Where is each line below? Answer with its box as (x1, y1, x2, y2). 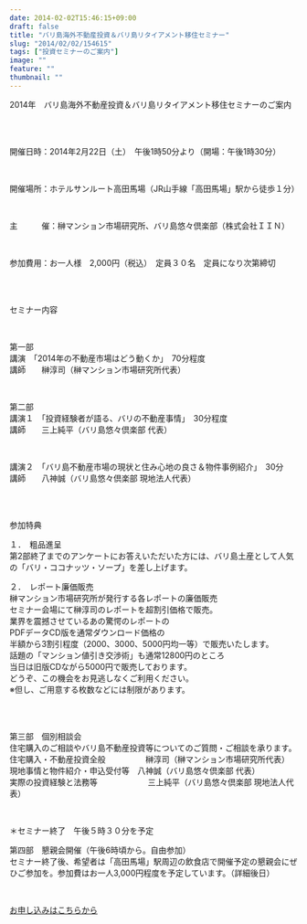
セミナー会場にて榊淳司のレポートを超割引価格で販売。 (9, 604, 217, 615)
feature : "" (9, 65, 55, 74)
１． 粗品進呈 (9, 538, 62, 549)
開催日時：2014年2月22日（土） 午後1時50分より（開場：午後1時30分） (9, 145, 281, 156)
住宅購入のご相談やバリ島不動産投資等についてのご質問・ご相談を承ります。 (9, 742, 297, 753)
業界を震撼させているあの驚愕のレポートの (9, 615, 170, 626)
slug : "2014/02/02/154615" (9, 38, 112, 48)
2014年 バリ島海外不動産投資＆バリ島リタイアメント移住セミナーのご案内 (9, 99, 292, 110)
